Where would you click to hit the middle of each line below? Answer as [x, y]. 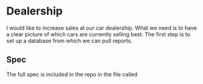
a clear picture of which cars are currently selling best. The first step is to [98, 34]
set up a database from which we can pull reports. [69, 40]
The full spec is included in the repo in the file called [72, 74]
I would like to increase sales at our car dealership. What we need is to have [101, 28]
